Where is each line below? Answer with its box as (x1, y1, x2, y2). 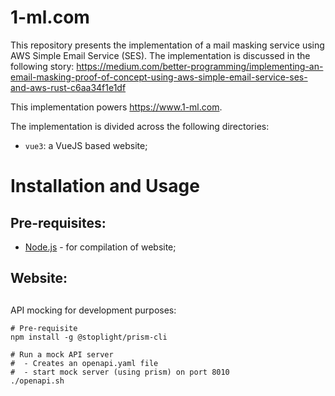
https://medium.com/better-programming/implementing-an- (76, 60, 324, 72)
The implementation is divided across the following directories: (10, 120, 270, 132)
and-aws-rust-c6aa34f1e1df (10, 81, 127, 93)
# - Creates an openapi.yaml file (10, 358, 159, 368)
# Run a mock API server (10, 349, 114, 360)
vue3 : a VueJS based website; (24, 139, 148, 151)
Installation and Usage (10, 175, 200, 198)
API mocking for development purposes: (10, 304, 177, 316)
